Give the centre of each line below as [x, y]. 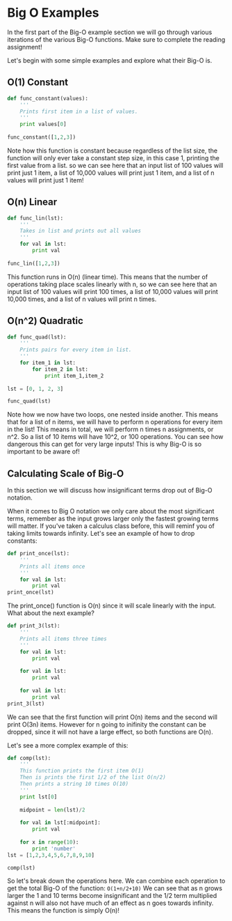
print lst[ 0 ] [39, 797]
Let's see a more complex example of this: [68, 745]
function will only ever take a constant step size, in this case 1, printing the [114, 157]
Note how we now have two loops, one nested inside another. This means [113, 415]
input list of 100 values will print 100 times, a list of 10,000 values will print [113, 291]
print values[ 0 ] [43, 124]
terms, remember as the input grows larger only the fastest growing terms [113, 519]
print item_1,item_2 [74, 376]
